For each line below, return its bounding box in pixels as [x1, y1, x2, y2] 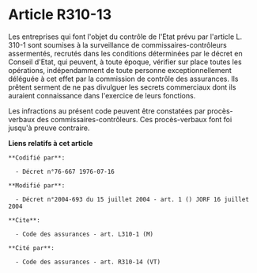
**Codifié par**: [8, 153, 66, 162]
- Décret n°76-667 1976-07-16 [15, 167, 115, 175]
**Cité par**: [8, 244, 55, 252]
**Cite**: [8, 216, 41, 224]
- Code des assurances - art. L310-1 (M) [15, 230, 154, 238]
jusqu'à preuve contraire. [8, 123, 90, 133]
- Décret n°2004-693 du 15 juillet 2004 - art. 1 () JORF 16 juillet [15, 195, 249, 203]
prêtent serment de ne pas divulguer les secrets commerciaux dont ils [8, 82, 236, 92]
